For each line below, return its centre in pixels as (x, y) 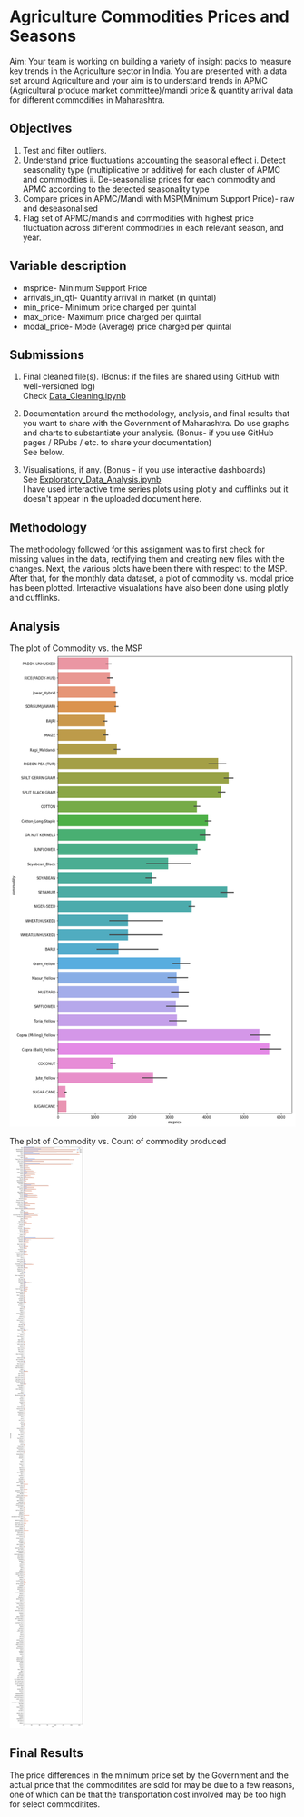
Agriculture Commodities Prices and (149, 17)
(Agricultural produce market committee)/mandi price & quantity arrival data (152, 90)
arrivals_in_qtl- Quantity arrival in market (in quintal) (119, 297)
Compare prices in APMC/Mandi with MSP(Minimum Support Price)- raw (158, 198)
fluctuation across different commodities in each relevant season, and (153, 227)
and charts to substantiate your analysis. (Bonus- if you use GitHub (148, 433)
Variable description (68, 266)
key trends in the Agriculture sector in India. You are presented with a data (148, 71)
